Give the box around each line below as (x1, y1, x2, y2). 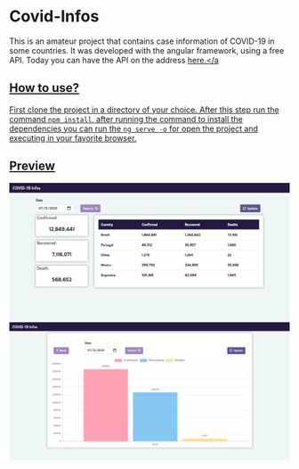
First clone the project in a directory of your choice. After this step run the (9, 104, 279, 115)
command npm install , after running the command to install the (9, 113, 243, 124)
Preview (9, 159, 56, 174)
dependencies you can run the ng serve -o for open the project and (9, 123, 258, 134)
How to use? (9, 80, 80, 95)
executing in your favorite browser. (9, 132, 137, 144)
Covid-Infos (9, 6, 100, 27)
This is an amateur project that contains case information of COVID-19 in (9, 36, 275, 46)
